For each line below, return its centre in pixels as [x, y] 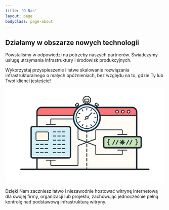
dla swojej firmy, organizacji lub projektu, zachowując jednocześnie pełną [82, 197]
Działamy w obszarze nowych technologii [72, 42]
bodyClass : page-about [29, 21]
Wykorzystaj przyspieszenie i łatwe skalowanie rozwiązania [68, 70]
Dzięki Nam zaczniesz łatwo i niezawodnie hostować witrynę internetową [82, 191]
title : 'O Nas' [21, 11]
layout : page [19, 16]
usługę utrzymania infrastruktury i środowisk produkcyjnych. [68, 60]
